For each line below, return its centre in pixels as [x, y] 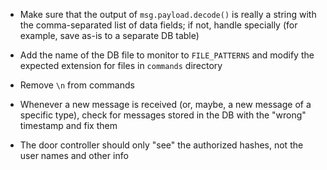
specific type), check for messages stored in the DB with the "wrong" [163, 115]
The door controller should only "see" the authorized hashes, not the [161, 145]
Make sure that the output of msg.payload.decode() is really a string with [168, 14]
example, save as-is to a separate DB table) [109, 35]
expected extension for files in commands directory [121, 65]
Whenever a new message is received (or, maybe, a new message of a [165, 104]
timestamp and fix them [68, 125]
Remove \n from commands [77, 85]
